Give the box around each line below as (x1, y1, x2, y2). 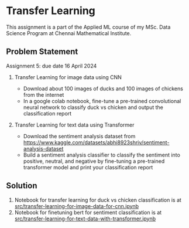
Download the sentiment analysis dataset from (23, 132, 136, 139)
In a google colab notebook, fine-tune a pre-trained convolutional (23, 97, 181, 104)
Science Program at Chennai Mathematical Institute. (6, 29, 132, 36)
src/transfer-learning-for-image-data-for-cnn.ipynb (14, 202, 139, 209)
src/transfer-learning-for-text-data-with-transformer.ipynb (14, 215, 156, 222)
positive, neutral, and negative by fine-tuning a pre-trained (23, 157, 165, 165)
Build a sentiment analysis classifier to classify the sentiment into (23, 151, 180, 158)
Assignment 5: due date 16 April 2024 (6, 62, 97, 69)
